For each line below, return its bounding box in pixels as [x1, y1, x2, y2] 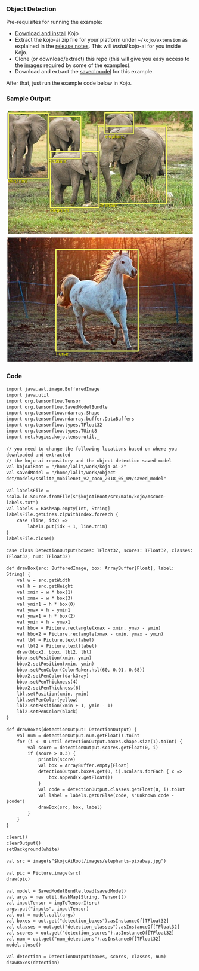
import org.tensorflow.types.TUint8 [6, 428, 97, 434]
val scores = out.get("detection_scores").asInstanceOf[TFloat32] [6, 930, 175, 936]
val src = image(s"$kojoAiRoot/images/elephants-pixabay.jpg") [6, 858, 167, 865]
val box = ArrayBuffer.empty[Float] [38, 762, 129, 769]
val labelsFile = [6, 488, 49, 494]
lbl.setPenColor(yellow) [17, 697, 79, 703]
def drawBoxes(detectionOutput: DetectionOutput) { [6, 727, 137, 733]
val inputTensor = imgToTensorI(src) [6, 900, 100, 906]
